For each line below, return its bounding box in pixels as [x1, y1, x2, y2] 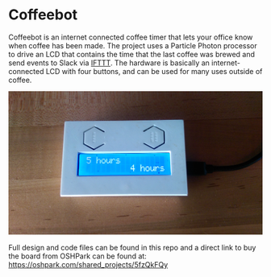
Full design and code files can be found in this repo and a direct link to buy [8, 242, 256, 252]
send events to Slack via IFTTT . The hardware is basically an [8, 58, 210, 68]
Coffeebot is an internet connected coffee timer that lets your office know [8, 32, 253, 42]
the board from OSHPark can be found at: [8, 251, 147, 261]
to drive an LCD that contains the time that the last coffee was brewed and [8, 49, 256, 59]
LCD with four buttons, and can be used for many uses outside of [45, 66, 263, 76]
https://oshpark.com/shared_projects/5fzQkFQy [8, 259, 169, 269]
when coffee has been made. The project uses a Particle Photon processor [8, 40, 258, 50]
